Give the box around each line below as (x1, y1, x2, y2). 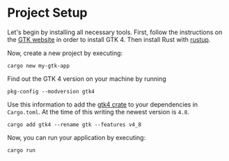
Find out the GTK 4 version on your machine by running (7, 75, 167, 83)
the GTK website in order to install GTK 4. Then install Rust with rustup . (7, 35, 211, 43)
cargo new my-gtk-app (7, 62, 70, 69)
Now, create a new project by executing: (7, 49, 123, 57)
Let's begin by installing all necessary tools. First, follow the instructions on (7, 28, 223, 36)
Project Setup (7, 5, 88, 21)
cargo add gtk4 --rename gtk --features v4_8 (7, 121, 141, 128)
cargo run (7, 146, 36, 154)
